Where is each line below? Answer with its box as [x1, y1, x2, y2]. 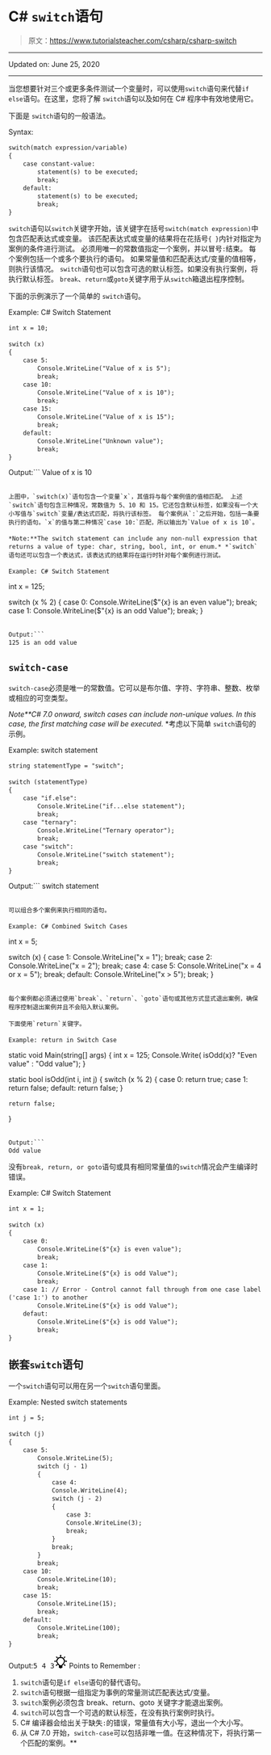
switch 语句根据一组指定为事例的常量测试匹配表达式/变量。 [19, 1687, 215, 1697]
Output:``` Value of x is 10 [8, 467, 93, 477]
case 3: [65, 1510, 92, 1519]
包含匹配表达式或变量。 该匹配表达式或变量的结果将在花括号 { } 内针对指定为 [8, 234, 262, 243]
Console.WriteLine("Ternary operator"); [37, 826, 175, 835]
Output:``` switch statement [8, 881, 99, 890]
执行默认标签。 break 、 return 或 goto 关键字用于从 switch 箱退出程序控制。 [8, 274, 249, 284]
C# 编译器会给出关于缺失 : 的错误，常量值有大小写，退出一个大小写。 [19, 1718, 248, 1728]
